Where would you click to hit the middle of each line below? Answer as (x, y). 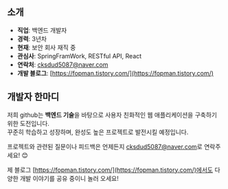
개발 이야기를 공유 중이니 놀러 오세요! (69, 178)
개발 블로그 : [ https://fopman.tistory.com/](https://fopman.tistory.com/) (115, 73)
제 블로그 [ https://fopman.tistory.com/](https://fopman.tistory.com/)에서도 (110, 170)
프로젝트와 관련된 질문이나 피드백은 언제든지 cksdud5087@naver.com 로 (105, 146)
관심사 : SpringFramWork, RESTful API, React (79, 56)
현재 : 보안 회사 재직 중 (46, 47)
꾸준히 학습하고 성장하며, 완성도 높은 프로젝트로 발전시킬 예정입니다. (98, 132)
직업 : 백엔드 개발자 (42, 30)
